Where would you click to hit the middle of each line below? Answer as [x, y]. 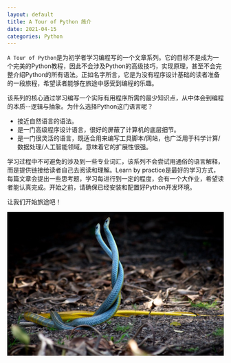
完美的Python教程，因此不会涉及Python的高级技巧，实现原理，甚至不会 [114, 66]
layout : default [30, 14]
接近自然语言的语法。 [47, 121]
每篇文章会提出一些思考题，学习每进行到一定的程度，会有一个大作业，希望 [112, 179]
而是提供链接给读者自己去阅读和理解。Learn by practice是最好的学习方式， [113, 170]
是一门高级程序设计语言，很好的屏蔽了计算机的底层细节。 [98, 130]
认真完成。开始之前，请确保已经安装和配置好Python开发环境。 [107, 187]
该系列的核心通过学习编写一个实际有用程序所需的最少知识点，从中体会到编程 [115, 98]
